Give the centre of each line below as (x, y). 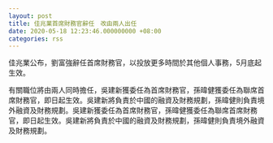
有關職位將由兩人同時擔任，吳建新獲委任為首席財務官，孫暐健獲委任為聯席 (133, 90)
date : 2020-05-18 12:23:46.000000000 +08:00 (85, 31)
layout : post (30, 16)
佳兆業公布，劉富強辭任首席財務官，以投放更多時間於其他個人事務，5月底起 (135, 63)
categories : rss (36, 39)
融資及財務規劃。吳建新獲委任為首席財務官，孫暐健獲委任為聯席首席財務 (136, 110)
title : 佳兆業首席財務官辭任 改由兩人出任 (73, 24)
